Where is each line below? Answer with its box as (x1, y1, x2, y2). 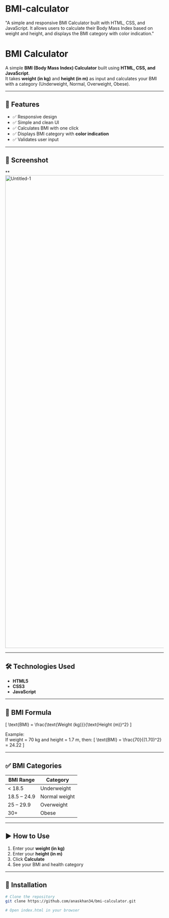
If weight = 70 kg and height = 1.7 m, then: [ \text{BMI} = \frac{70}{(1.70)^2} (5, 737, 162, 743)
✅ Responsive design (12, 113, 57, 120)
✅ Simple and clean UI (12, 119, 59, 125)
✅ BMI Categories (5, 761, 62, 770)
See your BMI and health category (12, 861, 84, 868)
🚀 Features (5, 100, 40, 109)
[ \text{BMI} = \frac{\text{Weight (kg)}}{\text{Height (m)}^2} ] (5, 722, 132, 728)
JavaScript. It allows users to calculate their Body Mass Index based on (5, 25, 153, 31)
